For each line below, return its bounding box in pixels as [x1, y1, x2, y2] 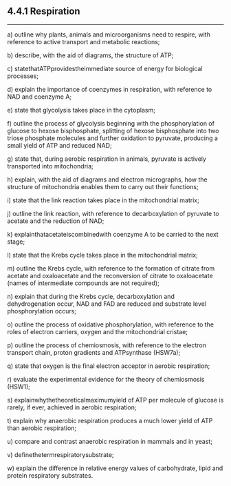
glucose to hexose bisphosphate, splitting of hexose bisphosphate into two [7, 126, 219, 135]
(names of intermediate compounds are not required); [7, 279, 159, 287]
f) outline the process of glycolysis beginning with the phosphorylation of [7, 119, 215, 127]
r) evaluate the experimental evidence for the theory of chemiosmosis [7, 375, 205, 383]
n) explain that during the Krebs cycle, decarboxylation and [7, 292, 175, 300]
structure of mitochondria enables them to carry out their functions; [7, 182, 199, 191]
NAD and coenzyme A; [7, 93, 72, 101]
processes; [7, 72, 39, 80]
